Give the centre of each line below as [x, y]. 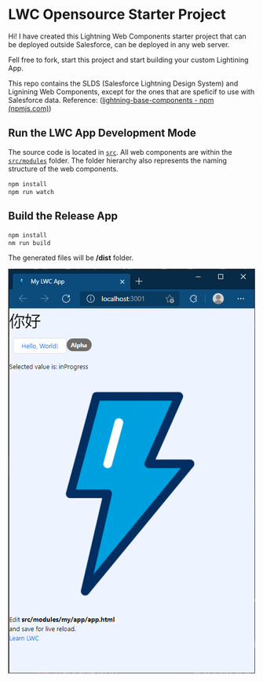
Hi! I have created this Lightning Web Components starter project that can [128, 36]
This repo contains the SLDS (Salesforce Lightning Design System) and [123, 83]
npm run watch [31, 192]
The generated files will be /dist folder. [71, 258]
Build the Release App [63, 216]
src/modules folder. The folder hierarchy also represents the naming [118, 160]
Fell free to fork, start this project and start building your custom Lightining [128, 60]
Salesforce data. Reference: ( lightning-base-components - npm [111, 100]
